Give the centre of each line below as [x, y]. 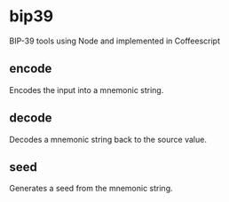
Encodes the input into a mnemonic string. [87, 89]
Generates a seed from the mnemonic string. [91, 189]
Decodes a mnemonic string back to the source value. [108, 139]
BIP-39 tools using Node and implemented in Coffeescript [114, 41]
